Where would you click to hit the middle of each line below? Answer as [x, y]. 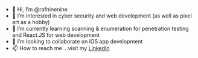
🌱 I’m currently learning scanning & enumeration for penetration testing [100, 28]
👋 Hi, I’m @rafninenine [40, 9]
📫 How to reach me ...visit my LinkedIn [61, 48]
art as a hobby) [31, 22]
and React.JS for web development [56, 35]
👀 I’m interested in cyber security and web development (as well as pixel [102, 16]
